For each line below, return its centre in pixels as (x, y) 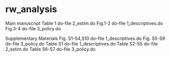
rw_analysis (31, 9)
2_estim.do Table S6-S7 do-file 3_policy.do (50, 49)
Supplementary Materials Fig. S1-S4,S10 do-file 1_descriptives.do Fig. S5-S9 (85, 38)
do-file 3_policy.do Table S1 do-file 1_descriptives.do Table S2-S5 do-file (81, 43)
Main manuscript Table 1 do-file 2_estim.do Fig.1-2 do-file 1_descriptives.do (84, 23)
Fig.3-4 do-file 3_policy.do (33, 28)
